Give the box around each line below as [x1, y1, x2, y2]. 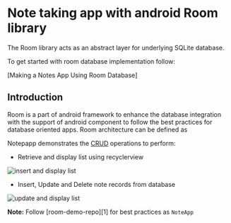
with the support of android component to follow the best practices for [7, 118, 213, 126]
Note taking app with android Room [7, 5, 219, 21]
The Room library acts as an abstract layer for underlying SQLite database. [7, 43, 225, 52]
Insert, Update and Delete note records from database [17, 180, 176, 188]
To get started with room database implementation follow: [7, 57, 175, 65]
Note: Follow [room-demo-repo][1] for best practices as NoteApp [7, 207, 194, 216]
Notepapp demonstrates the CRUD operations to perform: [7, 139, 176, 147]
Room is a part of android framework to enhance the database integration [7, 110, 221, 118]
